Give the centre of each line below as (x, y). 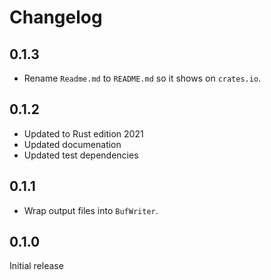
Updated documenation (72, 144)
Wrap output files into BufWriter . (91, 210)
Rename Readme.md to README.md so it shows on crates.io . (142, 78)
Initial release (36, 266)
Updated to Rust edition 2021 (83, 133)
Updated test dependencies (81, 155)
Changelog (56, 17)
